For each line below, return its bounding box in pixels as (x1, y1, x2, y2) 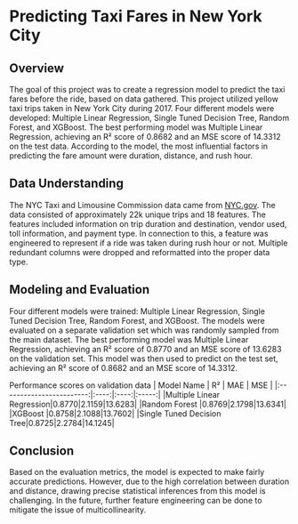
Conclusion (9, 443, 75, 459)
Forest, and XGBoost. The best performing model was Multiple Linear (9, 122, 263, 133)
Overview (9, 60, 65, 76)
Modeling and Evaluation (9, 282, 149, 297)
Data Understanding (9, 176, 125, 191)
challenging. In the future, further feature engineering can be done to (9, 496, 262, 506)
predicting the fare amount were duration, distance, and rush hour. (9, 150, 254, 161)
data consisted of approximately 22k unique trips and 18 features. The (9, 209, 267, 220)
